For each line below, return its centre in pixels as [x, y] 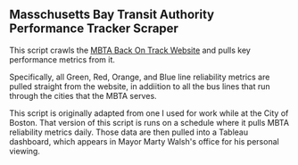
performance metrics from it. [62, 59]
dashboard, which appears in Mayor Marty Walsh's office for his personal [144, 141]
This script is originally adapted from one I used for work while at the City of [149, 113]
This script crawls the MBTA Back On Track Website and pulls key [130, 50]
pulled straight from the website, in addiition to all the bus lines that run [140, 86]
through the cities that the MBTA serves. [83, 95]
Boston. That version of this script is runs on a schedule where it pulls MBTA [149, 122]
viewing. [25, 151]
